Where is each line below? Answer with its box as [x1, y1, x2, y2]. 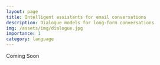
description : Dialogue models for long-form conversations [6, 19, 155, 25]
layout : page [6, 8, 38, 15]
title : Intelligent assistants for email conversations [6, 14, 146, 20]
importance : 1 [6, 31, 41, 37]
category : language [6, 36, 54, 42]
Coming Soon [6, 53, 40, 59]
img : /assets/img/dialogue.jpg [6, 25, 83, 31]
